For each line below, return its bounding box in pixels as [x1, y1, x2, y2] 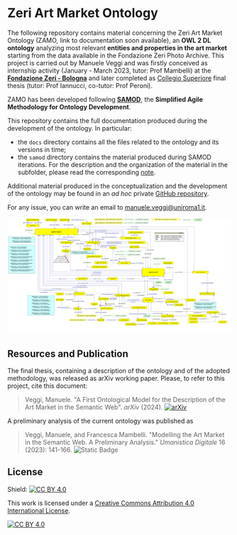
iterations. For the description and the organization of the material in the [17, 160, 228, 168]
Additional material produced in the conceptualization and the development [7, 181, 228, 190]
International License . [7, 506, 71, 514]
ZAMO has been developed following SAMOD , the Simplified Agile [7, 94, 204, 104]
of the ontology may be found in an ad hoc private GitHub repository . [7, 189, 209, 198]
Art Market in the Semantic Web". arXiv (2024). [24, 403, 163, 411]
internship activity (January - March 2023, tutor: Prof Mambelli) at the [7, 66, 211, 75]
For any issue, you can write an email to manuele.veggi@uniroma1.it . [7, 202, 207, 211]
